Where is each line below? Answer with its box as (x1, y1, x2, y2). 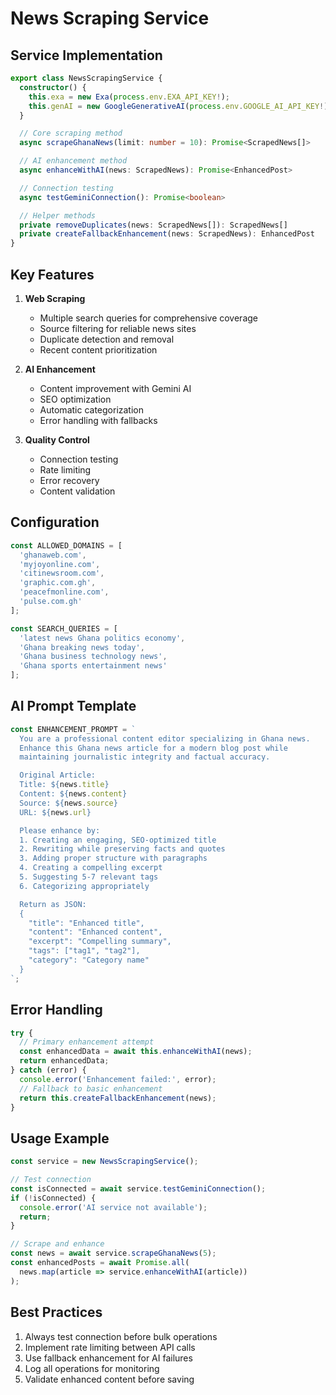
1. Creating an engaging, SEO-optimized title (19, 835, 217, 845)
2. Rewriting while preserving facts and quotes (19, 844, 226, 854)
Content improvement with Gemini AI (39, 382, 192, 394)
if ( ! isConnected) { (10, 1193, 97, 1203)
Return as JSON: (19, 899, 87, 909)
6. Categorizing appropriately (19, 881, 150, 891)
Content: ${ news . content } (19, 789, 128, 799)
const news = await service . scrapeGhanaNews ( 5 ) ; (10, 1248, 217, 1259)
